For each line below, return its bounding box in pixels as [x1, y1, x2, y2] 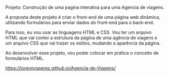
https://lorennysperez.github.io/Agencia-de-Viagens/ [5, 65, 116, 71]
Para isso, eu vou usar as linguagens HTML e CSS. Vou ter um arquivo [5, 29, 152, 35]
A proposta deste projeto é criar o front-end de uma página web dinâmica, [5, 14, 160, 20]
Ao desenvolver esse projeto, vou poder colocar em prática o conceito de [5, 50, 159, 56]
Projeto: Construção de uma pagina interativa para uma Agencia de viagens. [5, 5, 164, 10]
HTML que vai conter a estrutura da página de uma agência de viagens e [5, 35, 158, 41]
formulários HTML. [5, 55, 45, 61]
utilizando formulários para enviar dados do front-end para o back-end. [5, 20, 154, 25]
